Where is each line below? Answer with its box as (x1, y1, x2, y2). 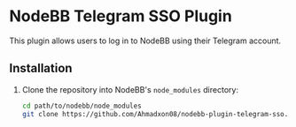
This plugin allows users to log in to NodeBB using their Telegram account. (9, 35, 282, 46)
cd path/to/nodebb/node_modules (21, 101, 142, 110)
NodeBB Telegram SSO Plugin (9, 6, 232, 26)
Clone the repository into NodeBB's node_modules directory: (21, 84, 239, 94)
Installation (9, 61, 73, 76)
